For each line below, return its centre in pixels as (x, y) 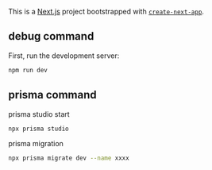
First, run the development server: (64, 56)
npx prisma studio (39, 129)
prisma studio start (39, 114)
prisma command (52, 95)
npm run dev (28, 70)
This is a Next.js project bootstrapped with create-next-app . (106, 12)
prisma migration (36, 144)
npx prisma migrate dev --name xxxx (69, 158)
